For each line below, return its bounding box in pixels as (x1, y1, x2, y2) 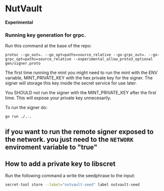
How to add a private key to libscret (5, 160, 116, 168)
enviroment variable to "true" (5, 143, 98, 151)
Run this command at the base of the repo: (5, 43, 92, 49)
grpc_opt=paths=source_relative (5, 57, 71, 62)
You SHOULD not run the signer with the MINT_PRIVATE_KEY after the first (5, 90, 157, 96)
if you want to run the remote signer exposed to (5, 127, 154, 136)
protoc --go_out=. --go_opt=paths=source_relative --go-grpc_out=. (5, 52, 147, 57)
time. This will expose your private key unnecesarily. (5, 95, 111, 101)
